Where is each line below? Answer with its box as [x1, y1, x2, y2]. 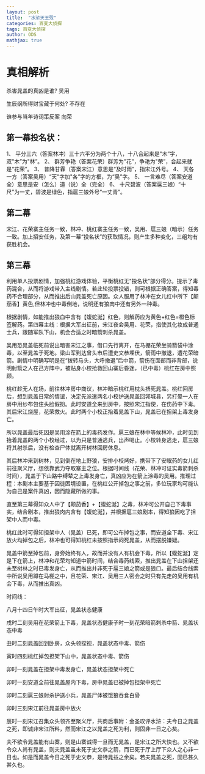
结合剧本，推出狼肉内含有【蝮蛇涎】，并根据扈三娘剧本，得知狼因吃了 [16, 508, 191, 515]
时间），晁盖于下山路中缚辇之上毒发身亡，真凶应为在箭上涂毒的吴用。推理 [6, 472, 191, 480]
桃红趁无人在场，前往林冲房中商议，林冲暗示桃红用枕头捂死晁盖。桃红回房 [6, 385, 193, 393]
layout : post [6, 9, 40, 15]
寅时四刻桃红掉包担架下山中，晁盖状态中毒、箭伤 [6, 652, 129, 660]
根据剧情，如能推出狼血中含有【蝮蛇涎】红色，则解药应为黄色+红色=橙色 [6, 313, 190, 321]
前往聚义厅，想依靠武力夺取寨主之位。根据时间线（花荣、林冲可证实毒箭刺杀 [6, 465, 199, 472]
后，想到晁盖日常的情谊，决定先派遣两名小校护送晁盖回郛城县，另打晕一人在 [6, 393, 199, 400]
